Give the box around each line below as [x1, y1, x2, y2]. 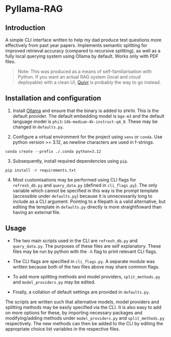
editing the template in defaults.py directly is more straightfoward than [12, 203, 162, 210]
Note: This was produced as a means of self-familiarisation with [17, 68, 152, 74]
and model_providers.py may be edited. [12, 279, 96, 285]
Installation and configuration [5, 94, 101, 102]
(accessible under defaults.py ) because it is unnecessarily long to [12, 193, 153, 199]
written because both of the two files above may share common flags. [12, 264, 160, 270]
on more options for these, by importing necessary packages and [5, 309, 142, 316]
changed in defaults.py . [12, 123, 64, 130]
